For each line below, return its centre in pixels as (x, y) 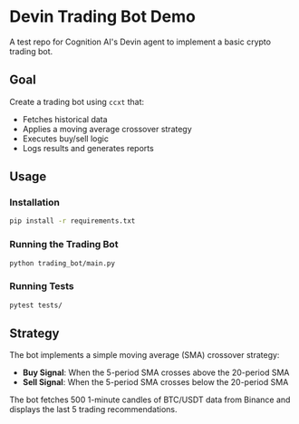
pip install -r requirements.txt (72, 221)
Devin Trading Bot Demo (103, 17)
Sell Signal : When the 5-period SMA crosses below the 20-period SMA (155, 382)
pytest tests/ (36, 305)
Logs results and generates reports (88, 148)
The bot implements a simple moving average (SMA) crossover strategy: (145, 355)
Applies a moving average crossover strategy (107, 129)
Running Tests (42, 286)
